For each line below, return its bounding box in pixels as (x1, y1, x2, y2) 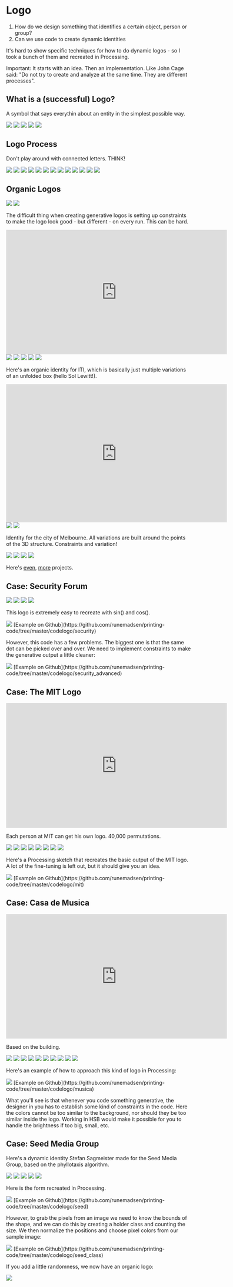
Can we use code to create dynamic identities (14, 35, 126, 42)
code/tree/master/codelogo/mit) (6, 881, 84, 888)
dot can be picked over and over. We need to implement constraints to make (6, 645, 191, 652)
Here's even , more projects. (6, 564, 74, 571)
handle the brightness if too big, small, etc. (6, 1121, 110, 1129)
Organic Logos (6, 184, 61, 194)
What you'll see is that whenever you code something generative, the (6, 1097, 174, 1104)
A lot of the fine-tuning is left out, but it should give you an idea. (6, 863, 161, 870)
